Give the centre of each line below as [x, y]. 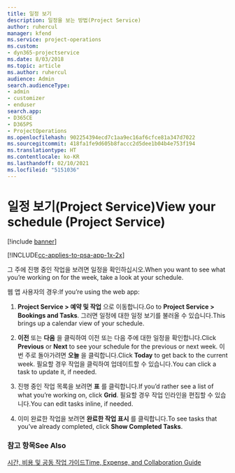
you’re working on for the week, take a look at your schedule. [95, 277]
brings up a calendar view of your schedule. [81, 323]
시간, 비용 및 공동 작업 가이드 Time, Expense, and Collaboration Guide [104, 462]
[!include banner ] [32, 241]
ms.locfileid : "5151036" [43, 170]
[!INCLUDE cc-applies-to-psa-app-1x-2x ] [66, 255]
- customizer [26, 99]
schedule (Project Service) [86, 222]
